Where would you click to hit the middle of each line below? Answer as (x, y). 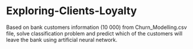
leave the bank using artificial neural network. (62, 40)
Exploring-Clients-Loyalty (72, 11)
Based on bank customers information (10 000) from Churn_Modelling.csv (97, 27)
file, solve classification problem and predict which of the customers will (94, 33)
